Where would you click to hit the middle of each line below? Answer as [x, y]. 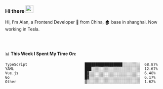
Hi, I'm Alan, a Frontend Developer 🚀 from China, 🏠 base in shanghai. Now [81, 22]
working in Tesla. [22, 29]
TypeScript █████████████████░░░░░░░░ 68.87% [81, 65]
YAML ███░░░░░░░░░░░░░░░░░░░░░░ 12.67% [81, 69]
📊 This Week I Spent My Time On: [41, 54]
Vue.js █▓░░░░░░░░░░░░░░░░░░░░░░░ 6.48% [80, 73]
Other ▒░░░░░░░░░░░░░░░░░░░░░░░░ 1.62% [80, 82]
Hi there [15, 11]
